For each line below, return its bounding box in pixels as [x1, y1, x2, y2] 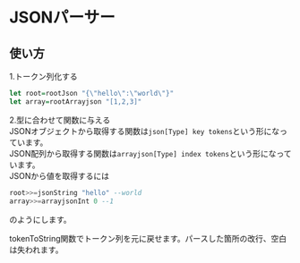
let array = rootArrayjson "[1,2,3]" [9, 97, 142, 106]
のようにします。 [9, 214, 72, 225]
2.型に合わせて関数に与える [9, 115, 111, 125]
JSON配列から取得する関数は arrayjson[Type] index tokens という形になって [9, 148, 292, 158]
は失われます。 [9, 244, 64, 255]
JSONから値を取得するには [9, 170, 110, 181]
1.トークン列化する [9, 72, 78, 81]
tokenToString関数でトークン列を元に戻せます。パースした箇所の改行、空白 [9, 233, 287, 243]
